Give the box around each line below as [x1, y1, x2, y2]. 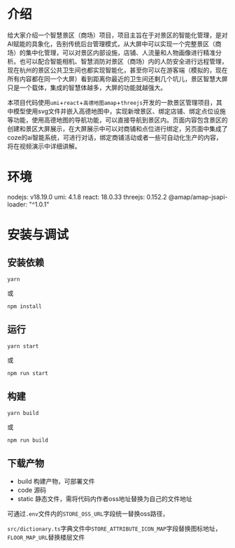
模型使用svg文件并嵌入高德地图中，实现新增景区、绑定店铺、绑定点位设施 [13, 106, 226, 115]
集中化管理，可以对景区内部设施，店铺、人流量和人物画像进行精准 [25, 48, 215, 57]
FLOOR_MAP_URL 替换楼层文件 [7, 533, 85, 542]
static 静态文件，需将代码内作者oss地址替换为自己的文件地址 [17, 495, 192, 503]
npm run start [7, 370, 49, 377]
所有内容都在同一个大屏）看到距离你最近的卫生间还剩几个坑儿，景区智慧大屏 [7, 74, 228, 83]
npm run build [7, 437, 49, 444]
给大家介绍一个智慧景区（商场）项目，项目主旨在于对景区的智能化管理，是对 [7, 31, 228, 39]
